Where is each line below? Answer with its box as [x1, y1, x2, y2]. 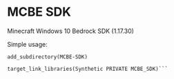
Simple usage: [7, 40, 48, 48]
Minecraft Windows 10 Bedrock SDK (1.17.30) [7, 27, 135, 35]
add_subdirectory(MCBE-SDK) [7, 53, 88, 60]
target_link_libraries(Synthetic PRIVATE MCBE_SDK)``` [7, 65, 168, 72]
